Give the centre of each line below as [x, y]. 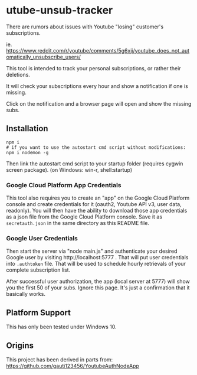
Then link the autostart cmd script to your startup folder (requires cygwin [95, 164]
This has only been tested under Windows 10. [61, 327]
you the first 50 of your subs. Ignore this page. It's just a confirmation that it [98, 288]
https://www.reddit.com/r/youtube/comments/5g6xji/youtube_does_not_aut [98, 50]
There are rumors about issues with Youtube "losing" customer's [85, 27]
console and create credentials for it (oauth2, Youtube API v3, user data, [94, 204]
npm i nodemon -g [27, 152]
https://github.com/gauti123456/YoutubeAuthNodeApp [73, 366]
